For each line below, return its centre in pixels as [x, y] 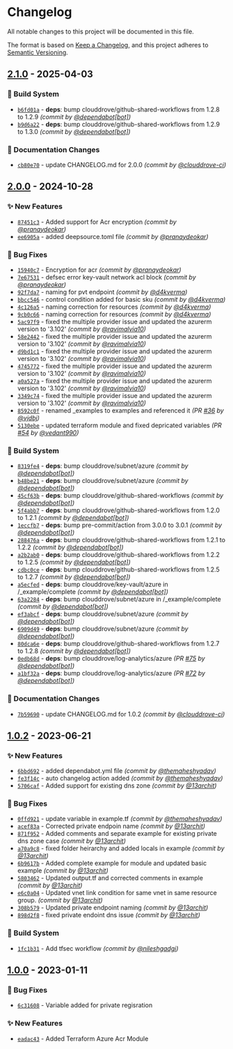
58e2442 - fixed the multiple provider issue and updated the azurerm [114, 336]
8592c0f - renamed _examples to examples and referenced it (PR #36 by [120, 410]
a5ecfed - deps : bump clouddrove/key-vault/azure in [93, 584]
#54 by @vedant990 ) [48, 432]
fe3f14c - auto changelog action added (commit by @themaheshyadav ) [120, 779]
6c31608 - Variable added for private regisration [85, 1005]
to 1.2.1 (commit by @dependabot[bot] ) [73, 518]
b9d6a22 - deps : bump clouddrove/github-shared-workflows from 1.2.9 [119, 124]
